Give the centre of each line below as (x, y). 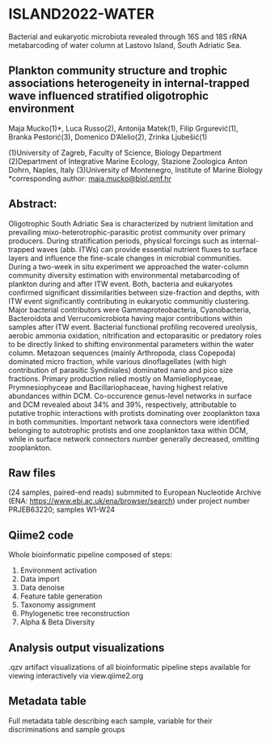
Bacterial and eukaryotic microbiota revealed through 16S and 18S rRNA (128, 36)
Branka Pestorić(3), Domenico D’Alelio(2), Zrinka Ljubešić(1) (108, 137)
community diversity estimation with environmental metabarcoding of (124, 275)
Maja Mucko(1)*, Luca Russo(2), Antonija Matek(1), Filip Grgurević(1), (123, 128)
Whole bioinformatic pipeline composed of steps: (90, 555)
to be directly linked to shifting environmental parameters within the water (131, 344)
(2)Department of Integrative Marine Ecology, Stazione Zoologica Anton (128, 161)
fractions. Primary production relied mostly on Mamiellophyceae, (116, 379)
